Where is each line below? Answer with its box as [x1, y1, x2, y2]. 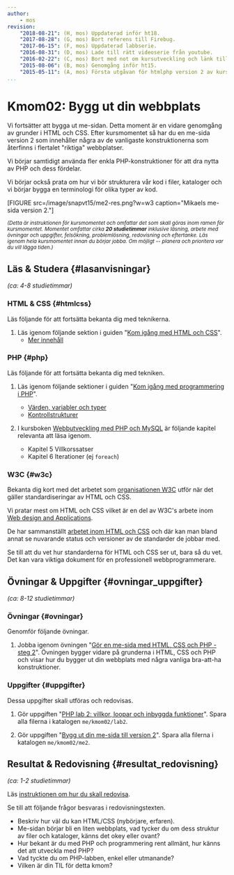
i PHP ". [17, 389, 38, 397]
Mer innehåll [27, 336, 64, 344]
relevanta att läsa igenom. [17, 431, 92, 439]
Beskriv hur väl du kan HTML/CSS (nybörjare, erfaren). [17, 817, 175, 826]
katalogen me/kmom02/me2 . [17, 738, 91, 746]
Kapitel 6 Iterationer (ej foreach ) [27, 452, 120, 460]
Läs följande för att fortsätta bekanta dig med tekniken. [7, 368, 165, 377]
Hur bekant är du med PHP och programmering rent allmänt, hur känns [17, 839, 221, 848]
